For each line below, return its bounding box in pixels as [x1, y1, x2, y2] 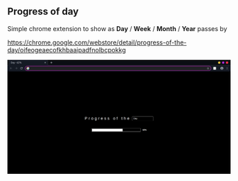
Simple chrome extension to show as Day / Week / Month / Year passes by [7, 24, 228, 33]
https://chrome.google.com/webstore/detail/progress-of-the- [7, 38, 187, 47]
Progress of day [7, 6, 79, 18]
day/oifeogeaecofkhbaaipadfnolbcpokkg [7, 45, 126, 54]
